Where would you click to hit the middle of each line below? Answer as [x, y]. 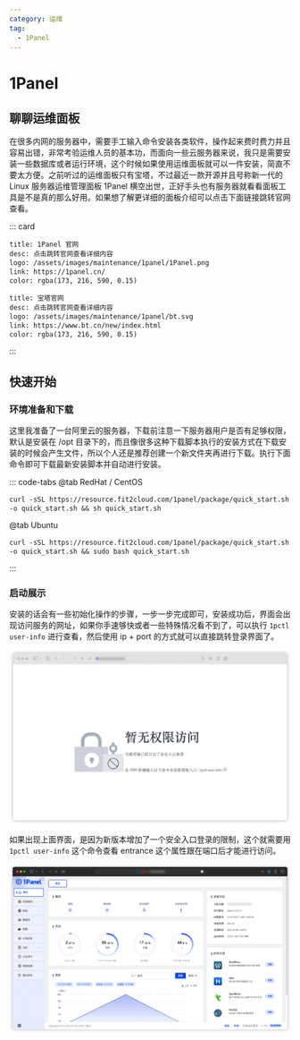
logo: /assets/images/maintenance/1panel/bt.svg [101, 317]
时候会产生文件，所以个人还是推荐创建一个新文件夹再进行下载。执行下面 [158, 453]
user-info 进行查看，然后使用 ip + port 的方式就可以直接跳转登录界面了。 [144, 636]
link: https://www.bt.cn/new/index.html [86, 326]
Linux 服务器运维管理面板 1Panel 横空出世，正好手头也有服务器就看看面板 [144, 186]
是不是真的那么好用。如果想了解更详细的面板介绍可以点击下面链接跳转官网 [154, 198]
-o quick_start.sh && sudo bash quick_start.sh [100, 552]
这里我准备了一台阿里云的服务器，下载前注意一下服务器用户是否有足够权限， [150, 430]
